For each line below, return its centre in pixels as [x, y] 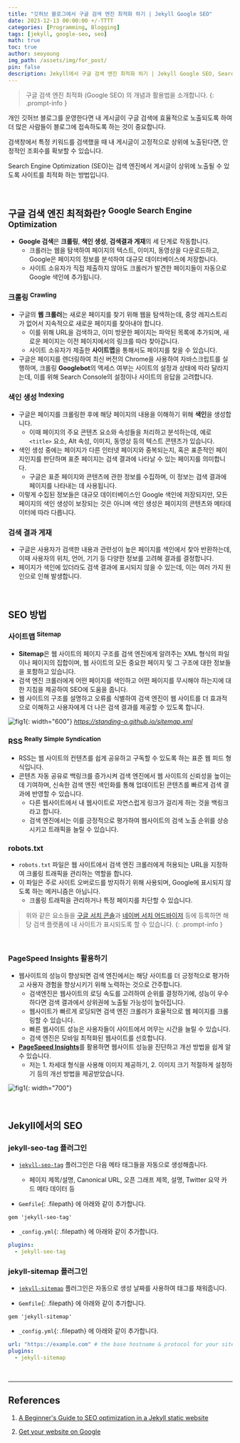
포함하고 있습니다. [51, 672]
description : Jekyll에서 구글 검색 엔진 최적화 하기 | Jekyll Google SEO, [112, 73]
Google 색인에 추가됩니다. [65, 277]
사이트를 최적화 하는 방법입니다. [65, 175]
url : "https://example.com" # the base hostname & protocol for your [114, 1345]
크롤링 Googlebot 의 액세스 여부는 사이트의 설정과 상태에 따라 [125, 368]
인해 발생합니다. [59, 576]
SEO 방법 [27, 615]
